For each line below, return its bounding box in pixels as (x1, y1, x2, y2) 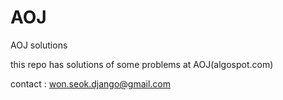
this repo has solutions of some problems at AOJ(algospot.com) (10, 58, 274, 70)
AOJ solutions (10, 39, 68, 51)
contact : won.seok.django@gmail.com (10, 77, 172, 90)
